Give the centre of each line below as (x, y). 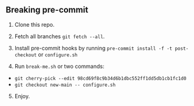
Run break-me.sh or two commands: (59, 66)
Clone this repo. (34, 24)
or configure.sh (58, 55)
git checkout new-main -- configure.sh (65, 85)
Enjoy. (22, 96)
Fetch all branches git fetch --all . (60, 36)
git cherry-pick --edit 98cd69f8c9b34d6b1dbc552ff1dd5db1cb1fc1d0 (100, 78)
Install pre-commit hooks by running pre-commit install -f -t (93, 48)
